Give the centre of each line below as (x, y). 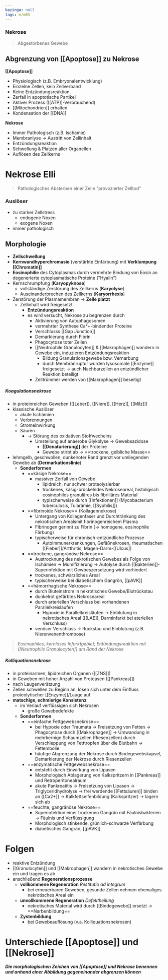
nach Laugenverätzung (36, 684)
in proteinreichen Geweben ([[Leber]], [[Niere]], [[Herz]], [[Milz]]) (80, 404)
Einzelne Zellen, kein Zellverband (47, 86)
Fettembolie (47, 748)
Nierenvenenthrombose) (60, 634)
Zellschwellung (29, 256)
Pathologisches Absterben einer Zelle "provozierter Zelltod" (79, 188)
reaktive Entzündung (34, 863)
